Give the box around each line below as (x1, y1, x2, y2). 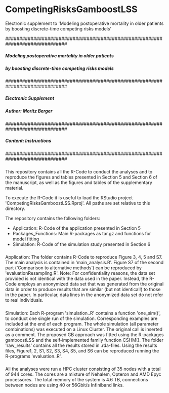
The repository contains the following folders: (5, 215, 100, 221)
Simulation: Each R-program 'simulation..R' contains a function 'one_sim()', (5, 310, 161, 316)
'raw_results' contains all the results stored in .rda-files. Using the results (5, 342, 158, 348)
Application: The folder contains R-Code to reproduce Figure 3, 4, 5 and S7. (5, 254, 163, 260)
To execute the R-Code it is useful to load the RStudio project (5, 194, 133, 201)
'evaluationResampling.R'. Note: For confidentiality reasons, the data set (5, 270, 155, 276)
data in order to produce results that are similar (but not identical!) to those (5, 287, 161, 293)
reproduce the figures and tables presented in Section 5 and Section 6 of (5, 174, 158, 180)
